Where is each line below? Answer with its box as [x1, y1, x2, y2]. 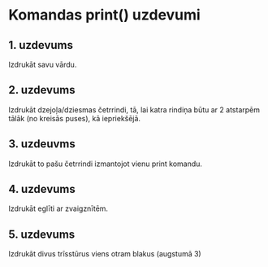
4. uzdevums [8, 182, 76, 196]
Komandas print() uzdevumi [8, 6, 201, 24]
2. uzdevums [8, 83, 76, 97]
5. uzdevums [8, 227, 76, 241]
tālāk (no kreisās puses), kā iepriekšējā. [8, 113, 140, 123]
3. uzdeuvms [8, 137, 76, 151]
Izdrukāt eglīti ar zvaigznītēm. [8, 204, 108, 213]
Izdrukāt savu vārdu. [8, 59, 77, 69]
